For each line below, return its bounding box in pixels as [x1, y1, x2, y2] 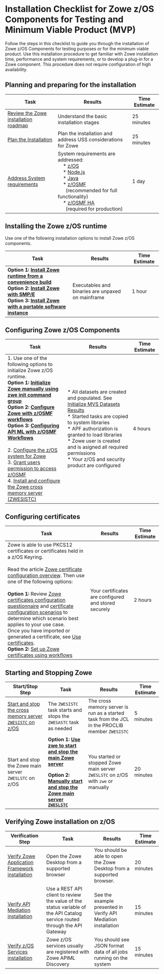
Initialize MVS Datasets [67, 401, 121, 408]
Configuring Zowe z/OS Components [5, 326, 121, 334]
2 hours [134, 597, 152, 604]
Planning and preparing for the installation [5, 81, 137, 89]
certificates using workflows [7, 652, 73, 659]
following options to [7, 361, 53, 368]
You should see [94, 936, 130, 943]
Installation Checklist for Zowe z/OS [5, 3, 155, 15]
